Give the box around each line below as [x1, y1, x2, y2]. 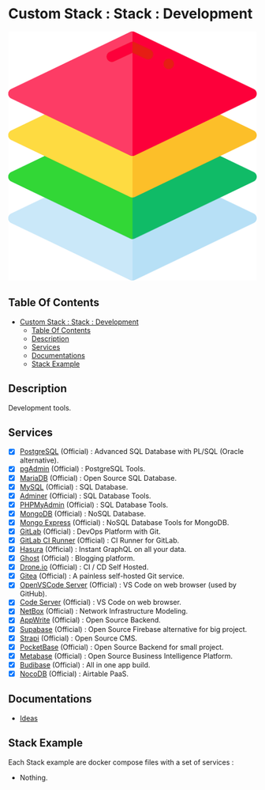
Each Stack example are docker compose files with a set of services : [8, 757, 234, 767]
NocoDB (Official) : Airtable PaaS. [19, 669, 129, 678]
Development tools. [8, 403, 72, 412]
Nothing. [19, 773, 48, 782]
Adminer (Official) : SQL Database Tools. [19, 491, 151, 501]
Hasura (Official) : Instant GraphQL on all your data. [19, 545, 187, 554]
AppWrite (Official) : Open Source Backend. [19, 615, 162, 625]
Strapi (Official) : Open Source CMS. [19, 633, 138, 643]
